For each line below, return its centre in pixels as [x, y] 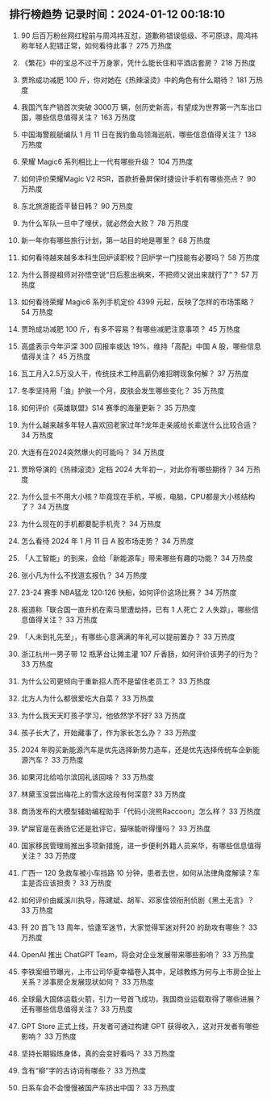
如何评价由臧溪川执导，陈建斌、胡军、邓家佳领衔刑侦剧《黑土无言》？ [138, 900]
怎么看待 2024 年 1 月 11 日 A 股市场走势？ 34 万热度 [107, 541]
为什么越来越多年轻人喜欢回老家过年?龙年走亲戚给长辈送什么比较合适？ [139, 425]
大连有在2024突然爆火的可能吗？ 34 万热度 [93, 452]
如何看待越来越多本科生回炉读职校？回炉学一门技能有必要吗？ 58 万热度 [140, 257]
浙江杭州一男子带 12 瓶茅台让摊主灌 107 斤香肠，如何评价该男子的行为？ [140, 654]
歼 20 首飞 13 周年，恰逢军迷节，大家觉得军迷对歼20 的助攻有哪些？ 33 [139, 927]
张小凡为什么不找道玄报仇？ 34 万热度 [84, 575]
